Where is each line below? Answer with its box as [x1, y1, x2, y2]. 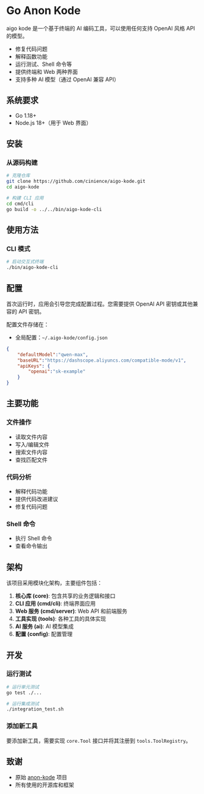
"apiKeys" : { [17, 363, 51, 369]
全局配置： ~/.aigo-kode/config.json [15, 334, 108, 341]
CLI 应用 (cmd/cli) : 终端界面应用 [15, 600, 96, 607]
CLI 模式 [6, 245, 30, 253]
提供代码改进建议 [15, 495, 58, 503]
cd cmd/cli [6, 201, 34, 207]
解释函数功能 [15, 52, 47, 60]
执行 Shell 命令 [15, 535, 52, 542]
